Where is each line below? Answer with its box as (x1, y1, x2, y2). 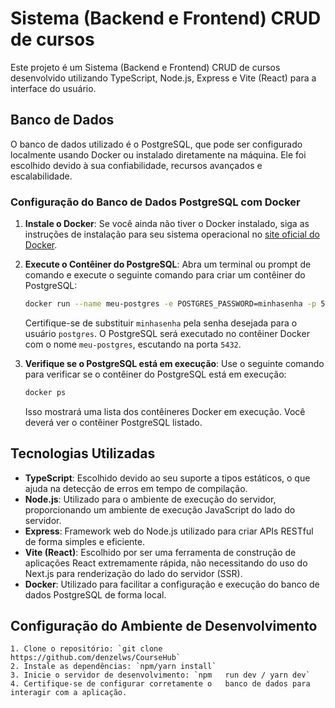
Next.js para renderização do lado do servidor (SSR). (24, 567, 243, 579)
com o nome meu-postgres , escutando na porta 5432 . (24, 338, 242, 350)
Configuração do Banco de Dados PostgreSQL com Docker (10, 195, 301, 209)
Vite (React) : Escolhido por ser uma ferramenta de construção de (24, 546, 297, 558)
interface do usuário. (10, 82, 97, 94)
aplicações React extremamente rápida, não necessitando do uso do (24, 557, 308, 569)
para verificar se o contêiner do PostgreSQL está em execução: (24, 368, 287, 380)
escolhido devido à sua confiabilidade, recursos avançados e (10, 159, 263, 171)
